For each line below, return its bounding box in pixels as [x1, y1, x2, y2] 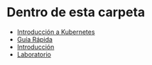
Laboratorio [16, 50, 51, 59]
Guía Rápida [16, 35, 53, 43]
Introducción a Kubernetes [16, 28, 95, 36]
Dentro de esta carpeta [6, 4, 146, 20]
